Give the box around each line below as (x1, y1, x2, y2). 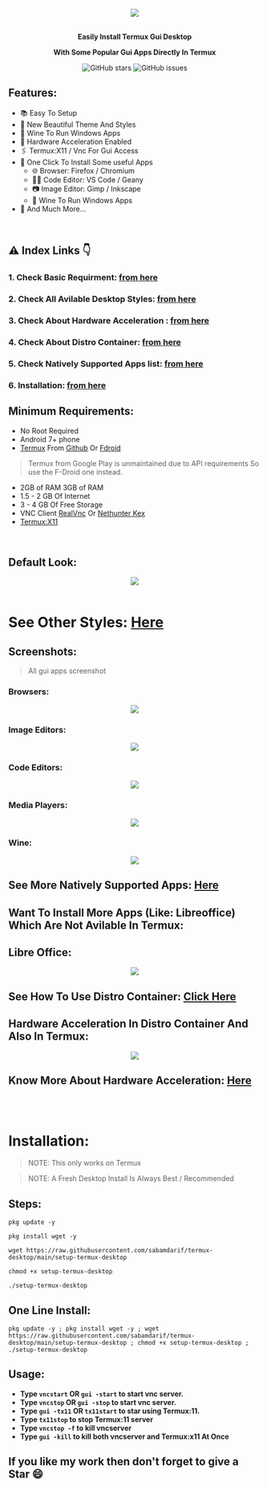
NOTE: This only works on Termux (27, 1158, 142, 1168)
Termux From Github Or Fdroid (19, 443, 122, 452)
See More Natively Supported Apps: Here (8, 879, 219, 893)
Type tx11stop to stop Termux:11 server (19, 1414, 154, 1424)
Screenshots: (8, 644, 78, 658)
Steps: (8, 1197, 42, 1211)
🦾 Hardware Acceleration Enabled (19, 137, 132, 146)
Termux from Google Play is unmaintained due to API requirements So (27, 458, 259, 468)
